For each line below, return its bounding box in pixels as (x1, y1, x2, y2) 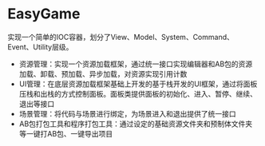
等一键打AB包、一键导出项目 (18, 128, 113, 138)
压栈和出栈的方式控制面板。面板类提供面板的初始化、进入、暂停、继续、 (18, 89, 257, 98)
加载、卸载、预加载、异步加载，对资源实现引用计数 (18, 69, 188, 78)
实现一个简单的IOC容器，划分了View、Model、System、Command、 (7, 32, 235, 41)
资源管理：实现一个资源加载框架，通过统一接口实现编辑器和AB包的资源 (18, 59, 253, 69)
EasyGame (7, 5, 81, 23)
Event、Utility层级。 (7, 41, 73, 52)
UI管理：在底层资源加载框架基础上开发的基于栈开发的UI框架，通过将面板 (18, 79, 258, 89)
